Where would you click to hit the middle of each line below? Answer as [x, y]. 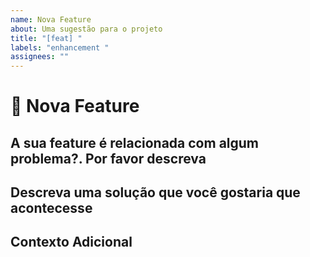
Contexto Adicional [71, 242]
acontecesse [51, 208]
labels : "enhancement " [60, 47]
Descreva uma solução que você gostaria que [155, 192]
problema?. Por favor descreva [108, 158]
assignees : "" [40, 57]
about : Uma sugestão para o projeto [86, 29]
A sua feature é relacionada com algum [135, 142]
